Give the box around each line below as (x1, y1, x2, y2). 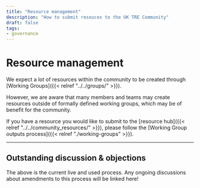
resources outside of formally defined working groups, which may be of (6, 100, 183, 107)
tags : (6, 25, 20, 31)
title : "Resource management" (6, 8, 82, 15)
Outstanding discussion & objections (6, 153, 146, 163)
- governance (6, 31, 39, 37)
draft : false (6, 20, 39, 26)
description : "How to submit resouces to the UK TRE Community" (6, 14, 169, 20)
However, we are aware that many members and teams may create (6, 94, 171, 101)
